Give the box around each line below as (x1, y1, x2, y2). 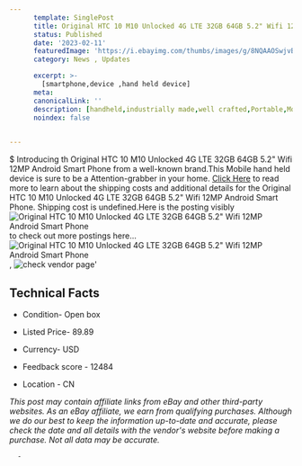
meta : (32, 87, 54, 97)
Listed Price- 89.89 (22, 326, 94, 337)
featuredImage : (32, 47, 91, 56)
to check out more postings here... (9, 230, 138, 241)
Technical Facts (9, 285, 101, 300)
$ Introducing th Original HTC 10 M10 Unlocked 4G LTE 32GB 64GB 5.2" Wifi (9, 154, 293, 165)
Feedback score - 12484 (22, 361, 114, 372)
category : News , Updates (32, 55, 130, 64)
